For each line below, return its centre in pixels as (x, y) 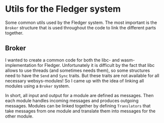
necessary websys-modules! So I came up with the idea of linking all (74, 81)
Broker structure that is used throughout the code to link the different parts (81, 27)
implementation (21, 65)
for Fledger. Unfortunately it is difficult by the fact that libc (96, 65)
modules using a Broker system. (38, 86)
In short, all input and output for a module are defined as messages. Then (79, 95)
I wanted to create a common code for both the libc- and (62, 60)
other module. (19, 116)
